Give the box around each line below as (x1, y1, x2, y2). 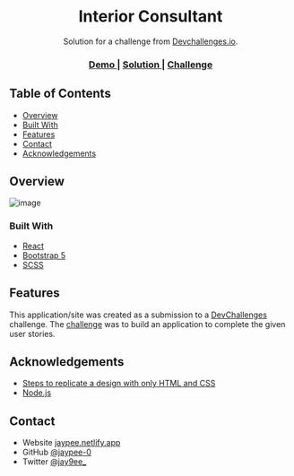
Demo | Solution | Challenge (88, 58, 213, 71)
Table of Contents (9, 86, 112, 101)
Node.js (22, 387, 52, 398)
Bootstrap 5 (22, 249, 66, 261)
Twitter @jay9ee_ (22, 456, 87, 467)
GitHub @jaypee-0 (22, 446, 92, 458)
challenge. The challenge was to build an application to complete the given (9, 318, 286, 329)
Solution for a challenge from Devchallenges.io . (63, 36, 238, 47)
